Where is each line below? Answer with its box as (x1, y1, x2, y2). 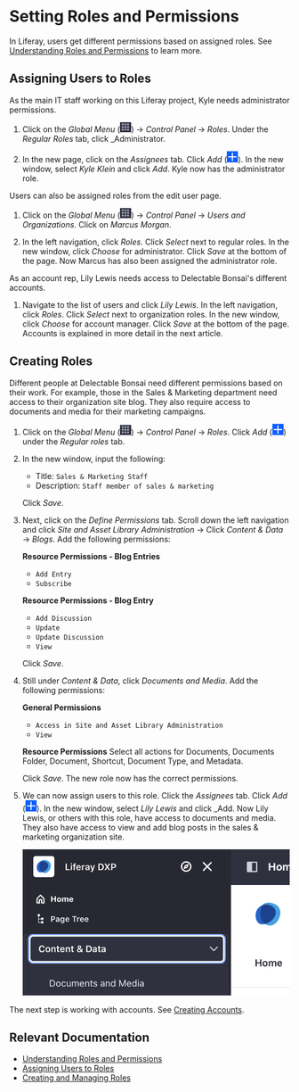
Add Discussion (35, 614, 92, 623)
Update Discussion (35, 633, 104, 641)
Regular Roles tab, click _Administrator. (21, 133, 166, 144)
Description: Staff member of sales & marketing (35, 480, 214, 491)
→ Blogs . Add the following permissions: (21, 534, 171, 544)
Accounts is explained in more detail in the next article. (21, 327, 223, 338)
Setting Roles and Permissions (9, 6, 239, 27)
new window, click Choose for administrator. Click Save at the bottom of (21, 245, 287, 256)
